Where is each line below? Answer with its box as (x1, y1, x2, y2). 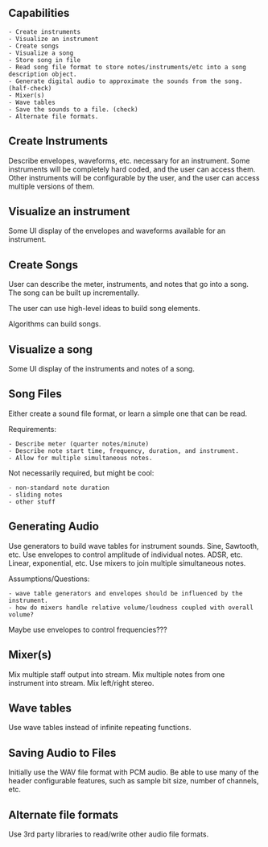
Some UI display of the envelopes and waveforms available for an (8, 226, 226, 236)
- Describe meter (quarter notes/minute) (8, 439, 150, 448)
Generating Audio (8, 520, 99, 534)
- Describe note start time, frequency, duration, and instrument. (8, 446, 240, 455)
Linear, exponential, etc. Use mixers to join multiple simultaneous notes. (8, 558, 246, 567)
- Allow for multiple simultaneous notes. (8, 454, 153, 462)
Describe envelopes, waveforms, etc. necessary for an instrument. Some (8, 156, 250, 165)
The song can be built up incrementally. (8, 288, 140, 297)
